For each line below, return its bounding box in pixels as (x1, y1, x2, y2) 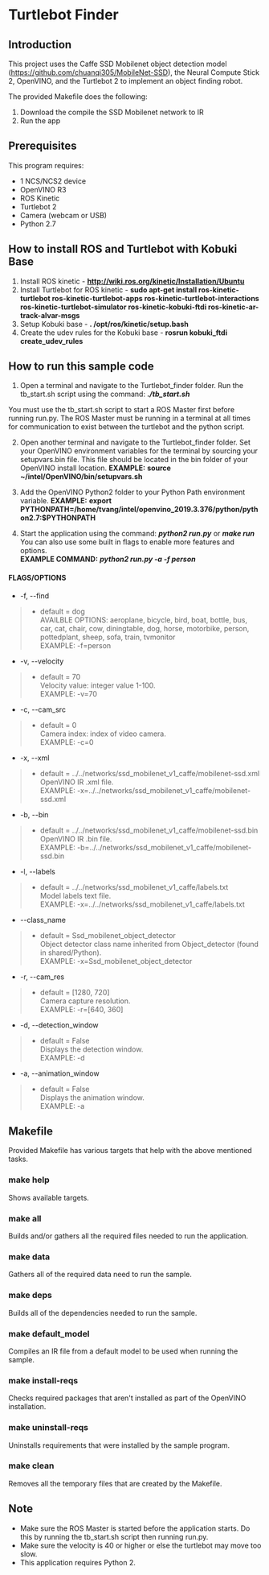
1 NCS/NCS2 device (19, 176, 87, 186)
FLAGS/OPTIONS (8, 573, 67, 583)
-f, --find (19, 590, 50, 601)
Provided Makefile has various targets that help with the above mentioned (8, 1146, 253, 1155)
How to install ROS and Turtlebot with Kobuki (8, 242, 238, 256)
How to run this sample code (8, 360, 154, 374)
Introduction (8, 38, 72, 52)
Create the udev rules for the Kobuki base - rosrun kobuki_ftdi (19, 328, 227, 337)
